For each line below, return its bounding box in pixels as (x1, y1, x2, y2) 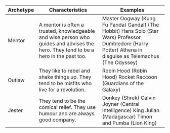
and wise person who (38, 34, 90, 41)
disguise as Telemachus (102, 53, 159, 59)
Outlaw (8, 77, 25, 84)
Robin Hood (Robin (102, 68, 147, 74)
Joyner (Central (102, 101, 140, 107)
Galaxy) (102, 86, 121, 93)
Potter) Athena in (102, 46, 143, 53)
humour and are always (38, 110, 95, 117)
